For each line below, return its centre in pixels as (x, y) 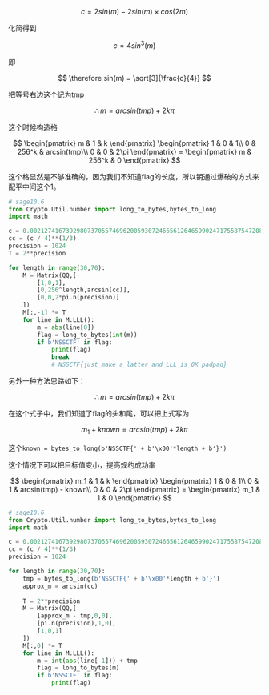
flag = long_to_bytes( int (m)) (87, 335)
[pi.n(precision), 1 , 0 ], (76, 624)
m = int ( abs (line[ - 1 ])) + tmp (87, 661)
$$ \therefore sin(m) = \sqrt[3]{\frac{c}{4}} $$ (134, 78)
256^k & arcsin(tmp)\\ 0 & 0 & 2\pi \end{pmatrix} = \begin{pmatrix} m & (134, 151)
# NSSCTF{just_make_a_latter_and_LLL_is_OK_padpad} (139, 365)
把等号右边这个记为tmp (46, 94)
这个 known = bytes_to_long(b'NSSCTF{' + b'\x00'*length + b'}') (118, 448)
